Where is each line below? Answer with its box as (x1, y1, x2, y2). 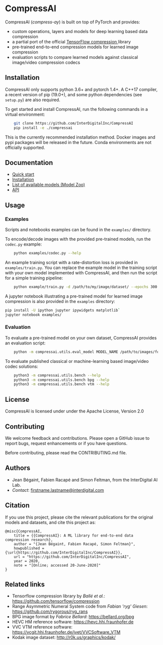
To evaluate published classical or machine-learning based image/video (5, 358, 149, 364)
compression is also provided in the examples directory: (5, 298, 115, 304)
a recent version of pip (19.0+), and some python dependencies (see (5, 91, 142, 97)
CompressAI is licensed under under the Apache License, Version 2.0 (5, 408, 144, 414)
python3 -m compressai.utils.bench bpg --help (14, 377, 110, 382)
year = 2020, (14, 558, 40, 563)
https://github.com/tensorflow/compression (12, 598, 100, 604)
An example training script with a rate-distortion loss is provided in (5, 259, 138, 265)
